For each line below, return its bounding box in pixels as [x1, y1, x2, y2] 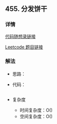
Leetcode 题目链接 [5, 44, 43, 50]
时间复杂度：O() [19, 107, 53, 113]
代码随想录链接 [5, 33, 36, 39]
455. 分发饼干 [5, 4, 48, 13]
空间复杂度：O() [19, 113, 53, 119]
